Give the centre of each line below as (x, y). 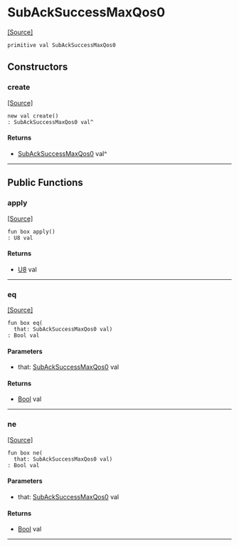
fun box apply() (31, 231)
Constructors (38, 67)
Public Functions (45, 183)
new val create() (33, 116)
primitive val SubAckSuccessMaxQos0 (62, 45)
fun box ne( (25, 453)
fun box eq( (25, 323)
